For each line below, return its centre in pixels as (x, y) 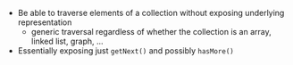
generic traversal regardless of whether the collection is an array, (151, 32)
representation (45, 22)
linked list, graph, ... (67, 41)
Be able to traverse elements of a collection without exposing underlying (151, 13)
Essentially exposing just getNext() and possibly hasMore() (126, 51)
